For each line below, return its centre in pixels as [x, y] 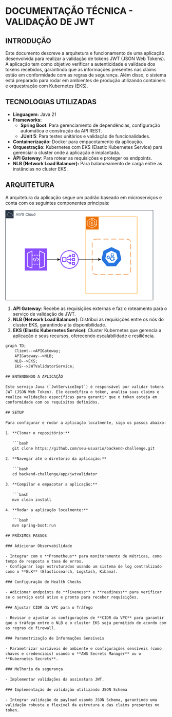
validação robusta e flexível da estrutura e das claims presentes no [82, 705]
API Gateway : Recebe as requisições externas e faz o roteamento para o [90, 308]
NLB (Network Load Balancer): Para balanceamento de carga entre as [88, 163]
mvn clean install [32, 500]
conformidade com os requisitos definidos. [53, 402]
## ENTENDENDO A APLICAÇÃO [34, 376]
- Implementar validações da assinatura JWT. [55, 679]
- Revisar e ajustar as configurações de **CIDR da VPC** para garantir [85, 618]
